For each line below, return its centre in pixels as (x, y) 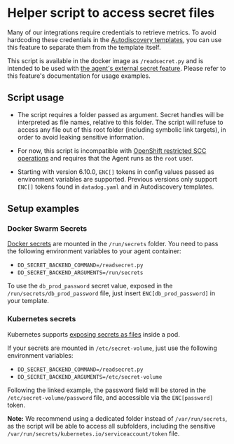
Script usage (36, 98)
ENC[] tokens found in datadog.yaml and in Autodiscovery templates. (116, 187)
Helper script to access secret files (111, 13)
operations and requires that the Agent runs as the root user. (105, 158)
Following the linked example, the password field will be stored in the (107, 390)
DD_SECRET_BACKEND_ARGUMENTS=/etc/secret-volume (90, 377)
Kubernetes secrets (42, 319)
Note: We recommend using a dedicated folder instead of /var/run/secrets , (117, 418)
